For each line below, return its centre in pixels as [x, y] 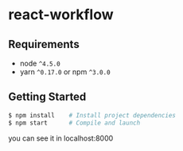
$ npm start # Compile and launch [74, 123]
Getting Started [47, 97]
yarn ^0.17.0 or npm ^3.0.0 [65, 72]
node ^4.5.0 [40, 63]
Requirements [44, 44]
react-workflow [61, 15]
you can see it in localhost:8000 [61, 138]
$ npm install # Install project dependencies [92, 115]
